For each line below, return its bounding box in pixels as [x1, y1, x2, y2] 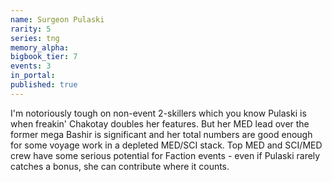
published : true [10, 80, 78, 90]
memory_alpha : [10, 42, 70, 53]
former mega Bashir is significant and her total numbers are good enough [10, 128, 313, 140]
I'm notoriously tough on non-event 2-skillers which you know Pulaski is [10, 107, 307, 119]
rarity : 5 [10, 24, 52, 34]
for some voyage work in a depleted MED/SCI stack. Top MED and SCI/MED [10, 139, 323, 151]
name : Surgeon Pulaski [10, 14, 105, 25]
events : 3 [10, 61, 52, 71]
